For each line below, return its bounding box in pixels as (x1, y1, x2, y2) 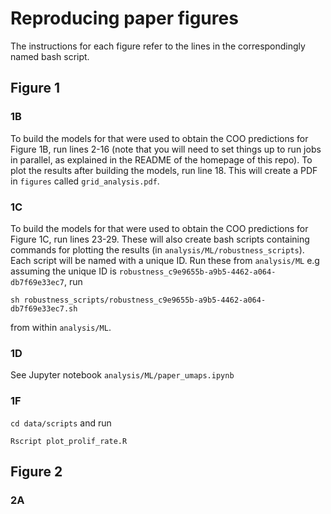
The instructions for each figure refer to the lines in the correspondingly (10, 40, 306, 52)
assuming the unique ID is (10, 265, 117, 277)
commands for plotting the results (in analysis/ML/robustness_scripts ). (10, 243, 305, 256)
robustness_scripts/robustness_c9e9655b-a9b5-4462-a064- (23, 295, 267, 305)
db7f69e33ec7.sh (10, 303, 78, 314)
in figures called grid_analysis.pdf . (10, 175, 160, 187)
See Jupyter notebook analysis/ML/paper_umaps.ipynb (10, 369, 235, 381)
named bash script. (10, 50, 90, 62)
